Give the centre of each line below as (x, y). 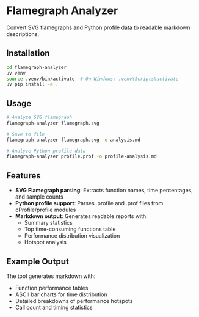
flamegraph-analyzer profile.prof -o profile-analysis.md (81, 156)
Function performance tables (52, 288)
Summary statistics (49, 223)
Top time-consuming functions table (70, 229)
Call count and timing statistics (54, 307)
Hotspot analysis (45, 242)
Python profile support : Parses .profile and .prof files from (89, 203)
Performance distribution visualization (72, 236)
